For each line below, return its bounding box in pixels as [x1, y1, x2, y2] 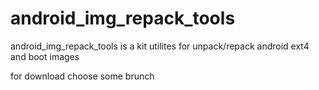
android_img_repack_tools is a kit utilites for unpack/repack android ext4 [10, 40, 310, 52]
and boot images [10, 50, 80, 62]
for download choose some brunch [10, 70, 155, 82]
